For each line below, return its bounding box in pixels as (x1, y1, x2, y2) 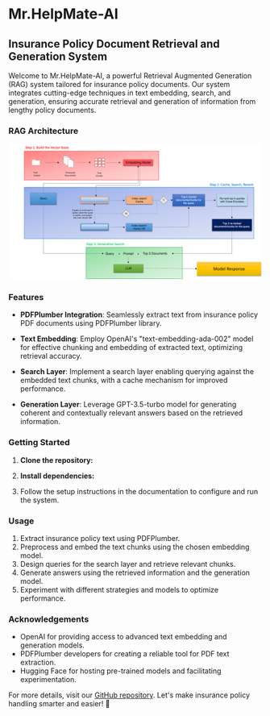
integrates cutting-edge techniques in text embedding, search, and (8, 88, 231, 98)
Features (8, 291, 44, 302)
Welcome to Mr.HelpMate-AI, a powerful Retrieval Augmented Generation (8, 71, 252, 81)
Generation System (8, 49, 107, 63)
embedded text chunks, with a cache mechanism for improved (19, 376, 228, 385)
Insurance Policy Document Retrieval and (8, 37, 220, 51)
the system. (19, 495, 60, 505)
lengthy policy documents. (8, 106, 97, 114)
